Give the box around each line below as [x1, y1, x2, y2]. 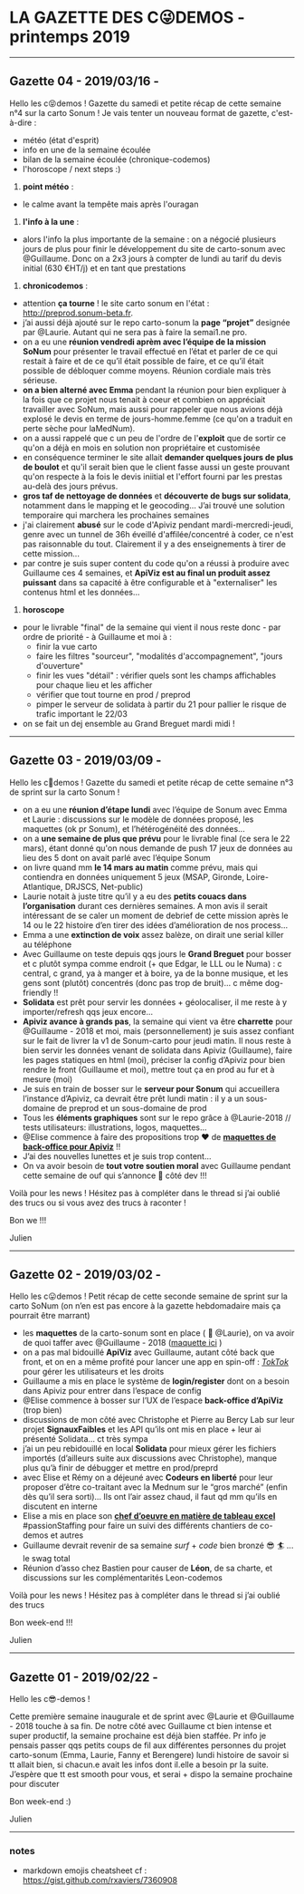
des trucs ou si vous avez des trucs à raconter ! [9, 1197, 187, 1208]
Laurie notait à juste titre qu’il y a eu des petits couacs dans [22, 891, 247, 902]
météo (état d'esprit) [22, 134, 100, 145]
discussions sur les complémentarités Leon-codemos [22, 1572, 223, 1583]
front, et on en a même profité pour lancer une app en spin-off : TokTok [22, 1357, 290, 1367]
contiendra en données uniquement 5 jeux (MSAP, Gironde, [22, 871, 244, 882]
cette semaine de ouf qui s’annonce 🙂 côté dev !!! [22, 1170, 207, 1181]
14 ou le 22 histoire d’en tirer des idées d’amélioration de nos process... [22, 919, 289, 931]
